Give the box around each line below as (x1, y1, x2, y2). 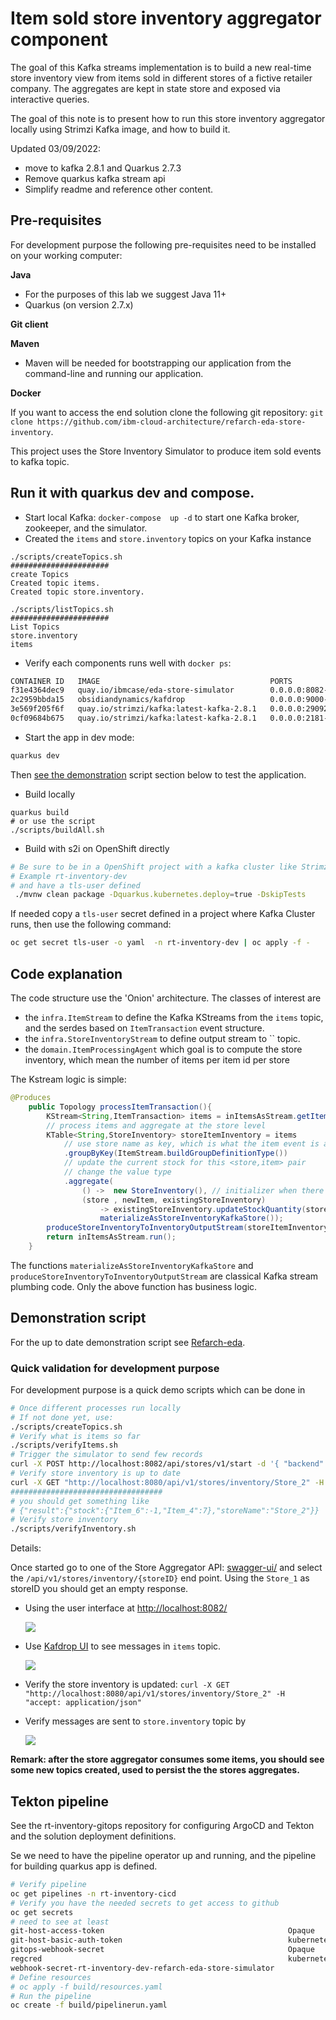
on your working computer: (10, 249, 123, 261)
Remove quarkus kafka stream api (24, 172, 166, 184)
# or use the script (10, 816, 97, 826)
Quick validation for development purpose (10, 1361, 220, 1375)
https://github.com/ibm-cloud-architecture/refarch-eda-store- (36, 417, 307, 427)
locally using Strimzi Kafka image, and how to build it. (10, 123, 231, 135)
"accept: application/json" (24, 1698, 142, 1708)
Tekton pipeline (10, 1793, 110, 1810)
